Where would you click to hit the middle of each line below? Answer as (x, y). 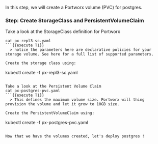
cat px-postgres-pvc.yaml (33, 91)
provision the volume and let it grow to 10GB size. (62, 104)
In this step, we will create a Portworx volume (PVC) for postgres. (74, 7)
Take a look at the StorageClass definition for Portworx (63, 32)
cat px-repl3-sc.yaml (28, 41)
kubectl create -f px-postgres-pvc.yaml (47, 123)
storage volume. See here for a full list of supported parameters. (80, 54)
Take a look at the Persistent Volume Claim (53, 87)
